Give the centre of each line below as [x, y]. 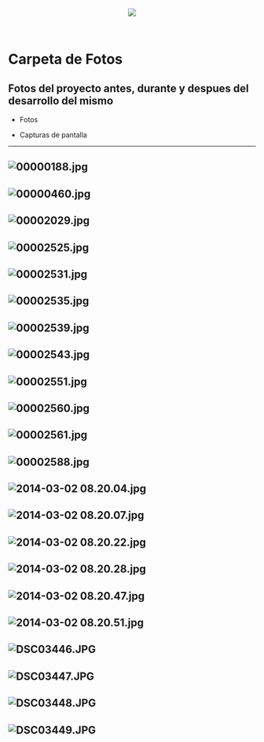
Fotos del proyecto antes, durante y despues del [128, 88]
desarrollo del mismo [61, 101]
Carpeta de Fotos [66, 60]
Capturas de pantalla [53, 135]
